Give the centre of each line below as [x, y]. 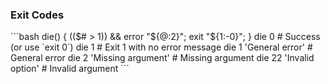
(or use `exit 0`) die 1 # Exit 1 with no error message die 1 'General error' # [161, 47]
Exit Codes [37, 15]
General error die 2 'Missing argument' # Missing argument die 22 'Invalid [162, 58]
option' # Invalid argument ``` [70, 69]
